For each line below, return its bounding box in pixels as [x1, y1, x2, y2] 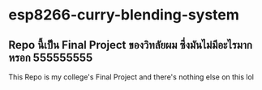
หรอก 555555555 [8, 50, 93, 64]
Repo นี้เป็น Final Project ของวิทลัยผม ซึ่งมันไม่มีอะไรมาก [8, 38, 253, 52]
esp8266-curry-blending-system [8, 6, 239, 24]
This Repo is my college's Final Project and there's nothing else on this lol [8, 72, 254, 82]
